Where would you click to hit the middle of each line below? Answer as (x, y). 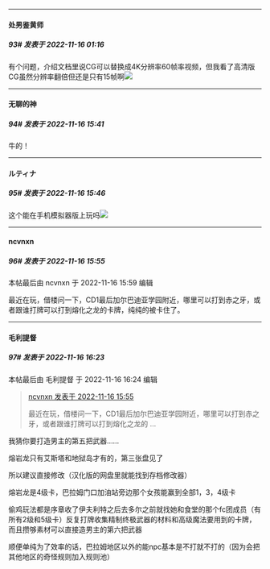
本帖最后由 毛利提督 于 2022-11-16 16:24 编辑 (83, 379)
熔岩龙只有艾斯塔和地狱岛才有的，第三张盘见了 (86, 458)
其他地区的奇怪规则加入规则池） (61, 556)
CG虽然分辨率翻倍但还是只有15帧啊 (66, 77)
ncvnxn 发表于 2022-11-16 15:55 (81, 397)
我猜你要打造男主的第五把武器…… (64, 441)
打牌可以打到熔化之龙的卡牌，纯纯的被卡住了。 (107, 310)
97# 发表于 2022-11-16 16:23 (57, 357)
